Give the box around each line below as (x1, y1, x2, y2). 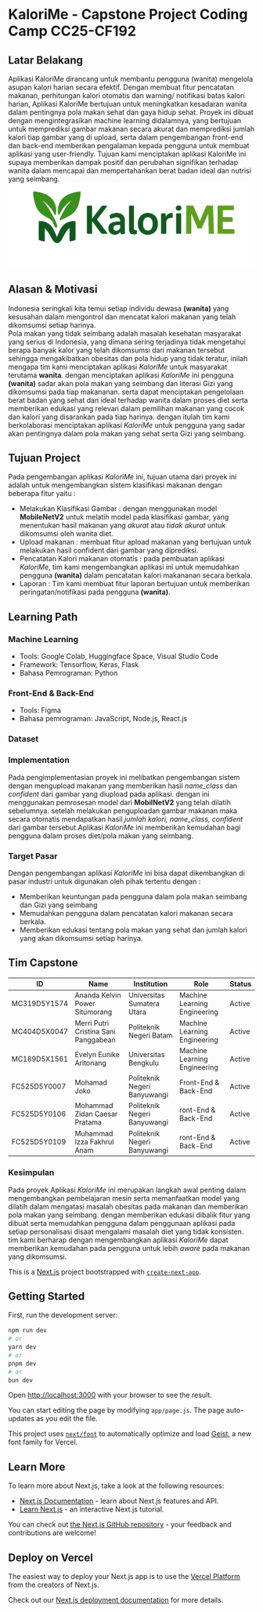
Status (229, 979, 252, 989)
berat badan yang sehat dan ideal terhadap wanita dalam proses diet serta (8, 395, 248, 405)
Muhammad (74, 1129, 113, 1138)
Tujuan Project (8, 451, 81, 465)
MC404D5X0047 (11, 1027, 69, 1036)
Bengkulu (128, 1058, 159, 1068)
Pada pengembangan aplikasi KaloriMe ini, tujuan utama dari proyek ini (8, 472, 237, 482)
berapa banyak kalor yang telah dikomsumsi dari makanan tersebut (8, 345, 225, 355)
